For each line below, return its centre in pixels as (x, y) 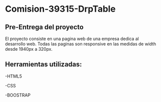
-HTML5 (13, 76)
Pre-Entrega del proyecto (45, 27)
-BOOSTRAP (18, 95)
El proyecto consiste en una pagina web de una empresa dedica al (72, 39)
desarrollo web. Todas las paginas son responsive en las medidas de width (81, 44)
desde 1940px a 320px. (29, 49)
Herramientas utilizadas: (44, 64)
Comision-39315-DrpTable (60, 9)
